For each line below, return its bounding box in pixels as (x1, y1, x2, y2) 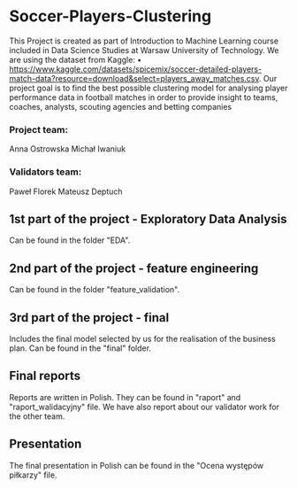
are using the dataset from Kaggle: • (9, 54, 142, 65)
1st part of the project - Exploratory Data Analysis (9, 211, 287, 227)
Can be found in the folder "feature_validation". (9, 284, 179, 295)
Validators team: (9, 166, 82, 178)
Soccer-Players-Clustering (9, 6, 212, 27)
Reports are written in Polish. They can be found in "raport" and (9, 392, 241, 402)
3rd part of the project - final (9, 310, 170, 325)
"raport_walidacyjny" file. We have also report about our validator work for (9, 401, 280, 412)
